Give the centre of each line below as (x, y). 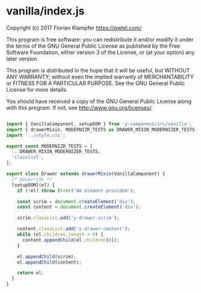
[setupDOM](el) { (33, 185)
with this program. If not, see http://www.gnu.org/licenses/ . (80, 107)
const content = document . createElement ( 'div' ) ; (79, 207)
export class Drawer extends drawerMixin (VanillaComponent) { (86, 174)
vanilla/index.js (45, 11)
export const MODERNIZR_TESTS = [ (50, 146)
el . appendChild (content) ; (50, 262)
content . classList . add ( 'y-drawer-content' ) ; (74, 229)
